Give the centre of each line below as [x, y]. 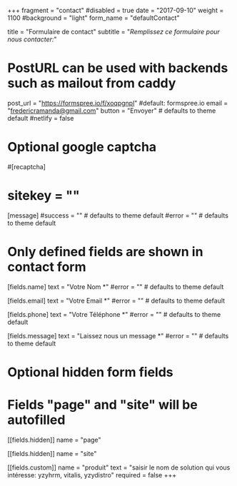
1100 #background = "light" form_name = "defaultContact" [94, 18]
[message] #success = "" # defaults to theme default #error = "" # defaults [118, 215]
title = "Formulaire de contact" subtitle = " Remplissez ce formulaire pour [114, 32]
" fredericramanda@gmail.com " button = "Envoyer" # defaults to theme [112, 111]
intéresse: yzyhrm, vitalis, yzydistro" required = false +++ [92, 475]
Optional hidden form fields [90, 372]
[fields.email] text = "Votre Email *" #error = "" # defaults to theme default [116, 300]
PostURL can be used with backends [118, 68]
